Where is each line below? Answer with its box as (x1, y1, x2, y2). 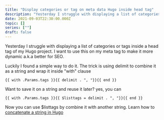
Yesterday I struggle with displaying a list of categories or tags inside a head (5, 43, 159, 49)
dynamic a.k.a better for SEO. (5, 54, 64, 59)
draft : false (5, 30, 32, 35)
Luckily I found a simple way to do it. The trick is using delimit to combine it (5, 63, 156, 69)
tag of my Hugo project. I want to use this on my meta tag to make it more (5, 48, 153, 54)
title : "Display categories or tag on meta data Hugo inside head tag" (5, 7, 154, 12)
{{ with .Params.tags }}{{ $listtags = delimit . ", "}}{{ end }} (5, 96, 143, 100)
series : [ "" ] (5, 25, 32, 30)
